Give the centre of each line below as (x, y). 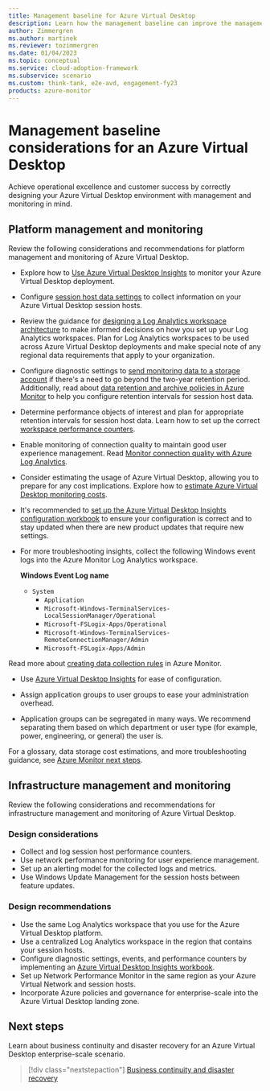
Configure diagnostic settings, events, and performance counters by (133, 958)
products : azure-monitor (50, 91)
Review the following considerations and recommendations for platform (127, 249)
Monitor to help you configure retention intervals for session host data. (137, 397)
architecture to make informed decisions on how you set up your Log (134, 330)
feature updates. (47, 886)
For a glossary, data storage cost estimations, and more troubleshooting (127, 751)
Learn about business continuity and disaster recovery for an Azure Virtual (132, 1046)
